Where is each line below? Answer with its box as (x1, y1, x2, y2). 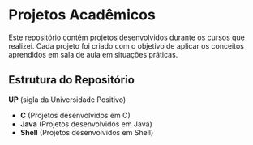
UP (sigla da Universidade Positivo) (8, 95, 126, 104)
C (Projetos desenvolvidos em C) (19, 110, 131, 120)
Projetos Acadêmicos (8, 6, 156, 24)
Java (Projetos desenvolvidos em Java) (19, 119, 152, 129)
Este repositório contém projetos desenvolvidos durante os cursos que (8, 32, 245, 42)
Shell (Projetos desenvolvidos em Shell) (19, 127, 154, 137)
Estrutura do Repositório (8, 73, 135, 87)
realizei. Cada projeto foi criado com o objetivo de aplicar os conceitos (8, 41, 245, 50)
